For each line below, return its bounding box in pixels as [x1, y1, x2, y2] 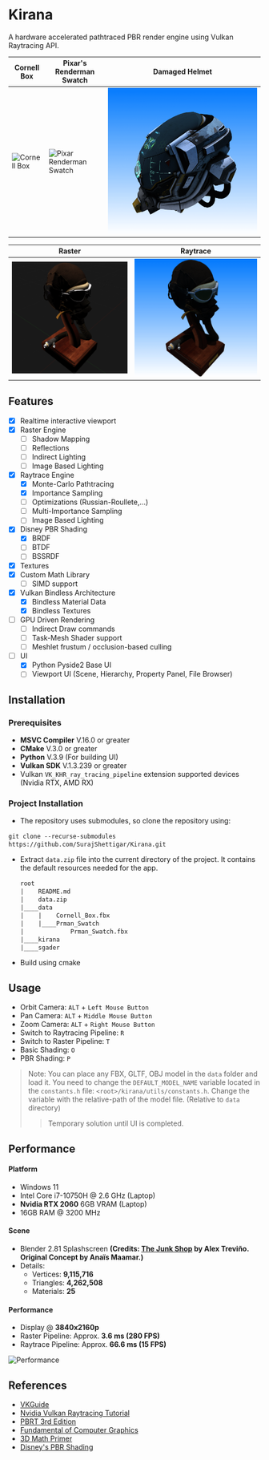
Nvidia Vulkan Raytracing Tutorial [19, 1408, 130, 1418]
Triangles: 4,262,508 [31, 1277, 103, 1288]
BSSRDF [31, 552, 60, 561]
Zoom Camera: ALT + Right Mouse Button [19, 1020, 155, 1029]
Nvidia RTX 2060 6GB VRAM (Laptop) [19, 1199, 147, 1208]
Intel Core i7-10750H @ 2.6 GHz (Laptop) [19, 1191, 156, 1200]
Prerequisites [8, 717, 62, 728]
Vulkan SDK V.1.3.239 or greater [19, 761, 127, 770]
